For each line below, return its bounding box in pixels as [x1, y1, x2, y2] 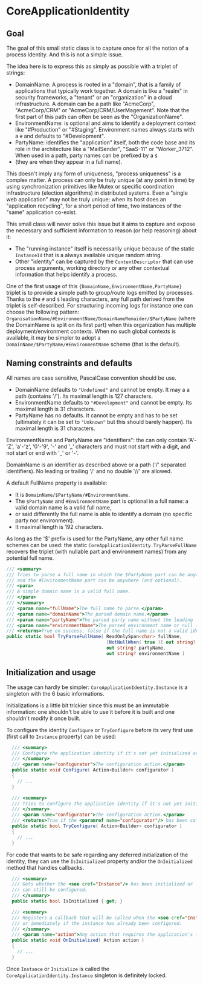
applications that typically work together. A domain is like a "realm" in [14, 87, 188, 95]
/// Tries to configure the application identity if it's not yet [11, 801, 182, 807]
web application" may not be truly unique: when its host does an [6, 196, 167, 203]
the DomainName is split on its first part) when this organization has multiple [6, 321, 196, 328]
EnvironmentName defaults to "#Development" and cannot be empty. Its [14, 398, 192, 406]
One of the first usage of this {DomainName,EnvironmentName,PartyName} [6, 283, 182, 289]
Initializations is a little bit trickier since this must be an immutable [6, 702, 169, 709]
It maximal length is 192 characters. [14, 523, 104, 530]
